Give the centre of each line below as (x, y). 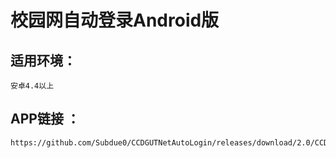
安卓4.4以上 (32, 86)
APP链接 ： (45, 119)
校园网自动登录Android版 (115, 20)
